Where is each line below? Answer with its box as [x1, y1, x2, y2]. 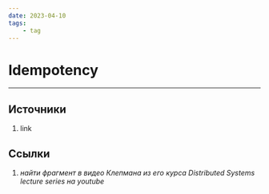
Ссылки [8, 147, 50, 160]
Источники [8, 102, 66, 116]
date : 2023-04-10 [8, 11, 66, 20]
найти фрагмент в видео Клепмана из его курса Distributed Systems [19, 168, 255, 177]
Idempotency [8, 61, 98, 79]
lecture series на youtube [19, 176, 105, 186]
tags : [8, 19, 26, 27]
